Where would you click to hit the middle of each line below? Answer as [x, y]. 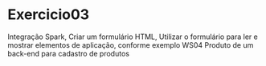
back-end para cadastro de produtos [69, 53]
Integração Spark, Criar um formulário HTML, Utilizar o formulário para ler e [133, 37]
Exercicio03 [49, 15]
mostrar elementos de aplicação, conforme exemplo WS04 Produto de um [131, 45]
